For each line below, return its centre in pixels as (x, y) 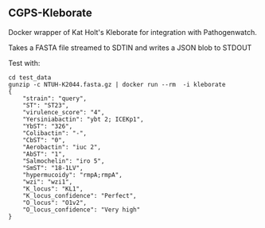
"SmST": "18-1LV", (53, 168)
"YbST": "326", (48, 126)
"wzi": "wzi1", (48, 182)
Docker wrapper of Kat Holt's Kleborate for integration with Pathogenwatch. (132, 32)
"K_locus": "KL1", (53, 189)
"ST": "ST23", (46, 105)
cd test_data (30, 77)
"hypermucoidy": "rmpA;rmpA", (73, 175)
